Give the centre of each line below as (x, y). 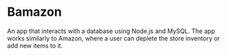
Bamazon (34, 12)
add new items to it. (35, 45)
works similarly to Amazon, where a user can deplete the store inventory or (113, 38)
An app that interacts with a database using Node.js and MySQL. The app (111, 31)
